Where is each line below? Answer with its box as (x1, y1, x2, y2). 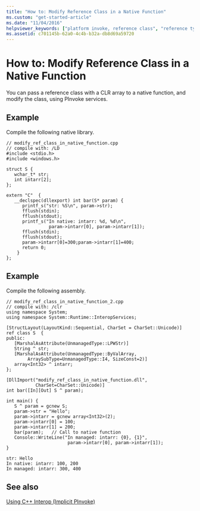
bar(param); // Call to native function (14, 429, 121, 435)
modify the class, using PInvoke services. (6, 96, 108, 103)
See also (6, 482, 39, 492)
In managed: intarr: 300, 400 (6, 466, 82, 472)
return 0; (21, 244, 46, 251)
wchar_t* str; (14, 171, 49, 177)
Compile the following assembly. (6, 287, 86, 294)
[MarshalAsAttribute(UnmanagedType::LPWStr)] (14, 340, 129, 346)
